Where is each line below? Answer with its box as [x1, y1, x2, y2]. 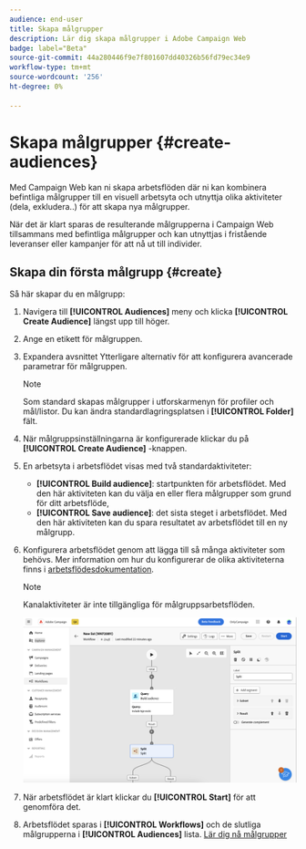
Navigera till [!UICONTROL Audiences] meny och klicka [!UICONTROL [22, 306, 289, 317]
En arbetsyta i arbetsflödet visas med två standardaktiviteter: [22, 461, 252, 471]
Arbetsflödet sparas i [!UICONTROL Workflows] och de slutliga [22, 819, 261, 830]
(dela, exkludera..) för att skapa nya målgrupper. [9, 201, 190, 212]
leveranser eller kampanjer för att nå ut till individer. [9, 238, 202, 249]
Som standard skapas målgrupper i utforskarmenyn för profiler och [22, 397, 275, 408]
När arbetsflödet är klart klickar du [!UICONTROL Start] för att [22, 792, 257, 802]
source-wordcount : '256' [9, 73, 104, 82]
